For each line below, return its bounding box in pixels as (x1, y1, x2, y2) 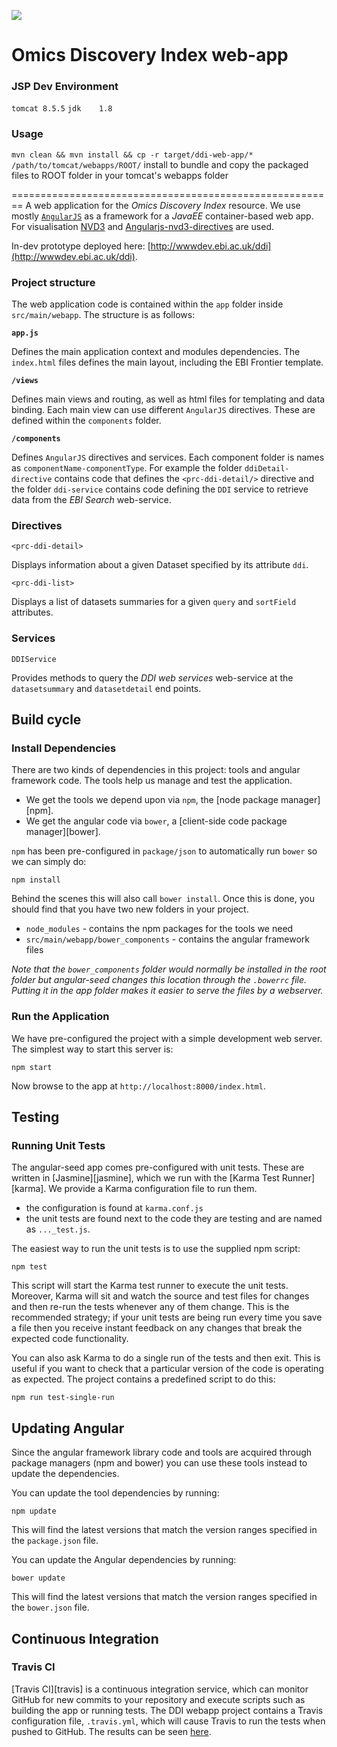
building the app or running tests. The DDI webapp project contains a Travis (11, 1704, 324, 1716)
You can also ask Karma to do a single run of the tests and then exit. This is (11, 1352, 321, 1364)
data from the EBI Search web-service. (11, 494, 172, 506)
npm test (11, 1262, 48, 1272)
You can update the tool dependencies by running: (11, 1487, 220, 1499)
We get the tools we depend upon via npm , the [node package (25, 794, 279, 806)
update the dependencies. (11, 1468, 120, 1480)
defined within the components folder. (11, 415, 162, 427)
